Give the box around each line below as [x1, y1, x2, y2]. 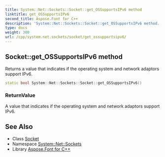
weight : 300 [5, 30, 30, 35]
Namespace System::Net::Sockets [12, 141, 82, 147]
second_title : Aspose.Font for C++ [5, 16, 78, 21]
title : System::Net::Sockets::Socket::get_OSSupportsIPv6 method [5, 7, 142, 12]
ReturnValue [5, 92, 35, 99]
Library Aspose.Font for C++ [12, 146, 70, 152]
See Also [5, 123, 33, 131]
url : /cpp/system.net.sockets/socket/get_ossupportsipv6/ [5, 35, 127, 40]
